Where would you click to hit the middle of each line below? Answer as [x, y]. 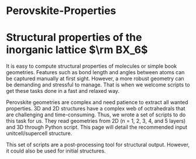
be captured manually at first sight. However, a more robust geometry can [95, 79]
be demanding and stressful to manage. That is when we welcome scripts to [98, 85]
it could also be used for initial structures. [56, 151]
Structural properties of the [74, 38]
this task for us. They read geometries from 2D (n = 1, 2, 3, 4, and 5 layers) [96, 121]
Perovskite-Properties [61, 11]
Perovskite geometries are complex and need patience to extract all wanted [97, 102]
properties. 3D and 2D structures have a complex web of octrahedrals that [96, 109]
